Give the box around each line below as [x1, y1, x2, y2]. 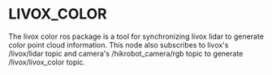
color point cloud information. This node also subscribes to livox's [8, 40, 229, 49]
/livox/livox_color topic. [8, 57, 85, 67]
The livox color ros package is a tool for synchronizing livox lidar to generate [8, 31, 264, 41]
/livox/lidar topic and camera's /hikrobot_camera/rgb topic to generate [8, 48, 244, 58]
